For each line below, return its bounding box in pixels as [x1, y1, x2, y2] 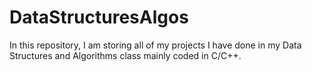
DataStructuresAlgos [9, 6, 189, 29]
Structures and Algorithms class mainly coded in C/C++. [9, 49, 242, 61]
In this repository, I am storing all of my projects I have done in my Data [9, 39, 302, 51]
